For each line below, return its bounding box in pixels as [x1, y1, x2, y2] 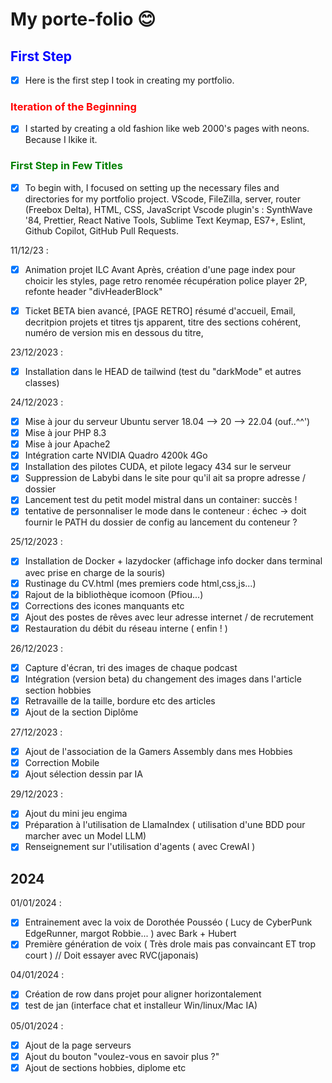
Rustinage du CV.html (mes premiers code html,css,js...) [24, 577, 257, 589]
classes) [24, 376, 60, 388]
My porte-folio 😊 [10, 8, 157, 31]
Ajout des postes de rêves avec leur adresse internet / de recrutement [24, 611, 314, 623]
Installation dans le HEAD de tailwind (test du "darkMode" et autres [24, 365, 302, 377]
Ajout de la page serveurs [24, 1039, 132, 1051]
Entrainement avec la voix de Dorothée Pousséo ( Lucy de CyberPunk [24, 916, 313, 928]
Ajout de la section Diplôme [24, 706, 139, 718]
